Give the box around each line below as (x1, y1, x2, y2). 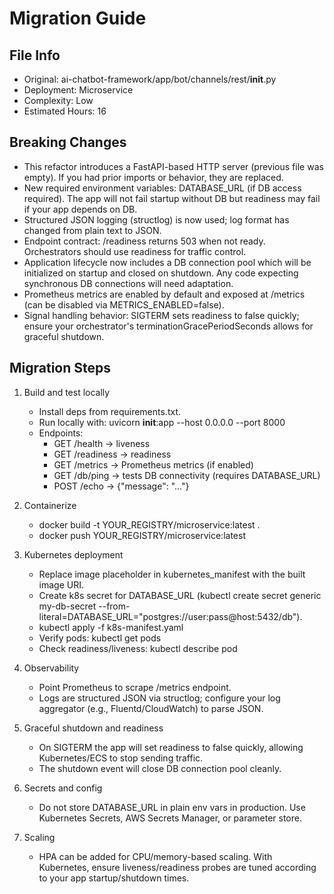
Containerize (23, 499, 77, 511)
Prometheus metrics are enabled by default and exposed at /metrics (23, 288, 306, 300)
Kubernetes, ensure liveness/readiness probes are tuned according (38, 861, 317, 873)
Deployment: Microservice (23, 84, 134, 96)
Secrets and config (23, 782, 103, 794)
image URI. (38, 578, 85, 591)
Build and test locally (23, 386, 111, 398)
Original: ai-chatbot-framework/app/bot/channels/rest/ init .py (23, 73, 277, 85)
